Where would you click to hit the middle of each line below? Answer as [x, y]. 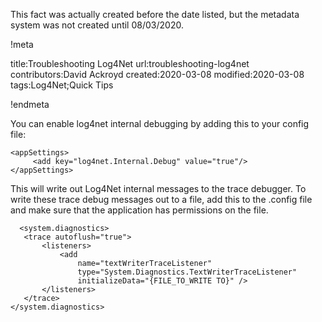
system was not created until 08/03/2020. [97, 25]
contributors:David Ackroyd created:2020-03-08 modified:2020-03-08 [157, 74]
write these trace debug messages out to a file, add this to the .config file [161, 199]
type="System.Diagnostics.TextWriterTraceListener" [187, 272]
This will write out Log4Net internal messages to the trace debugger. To [158, 188]
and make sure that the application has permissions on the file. [139, 210]
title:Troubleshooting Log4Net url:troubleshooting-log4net [130, 63]
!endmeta [30, 104]
